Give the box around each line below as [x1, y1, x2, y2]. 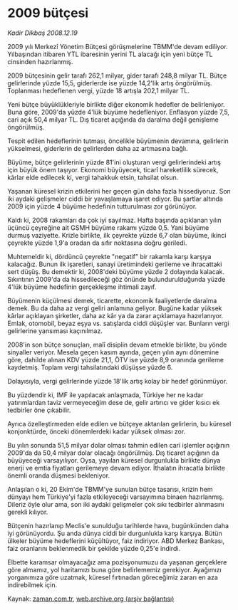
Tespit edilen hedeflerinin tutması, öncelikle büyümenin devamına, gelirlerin [7, 137, 229, 145]
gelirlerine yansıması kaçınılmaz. [7, 326, 103, 335]
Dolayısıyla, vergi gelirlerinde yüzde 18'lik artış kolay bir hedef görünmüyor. [7, 377, 228, 385]
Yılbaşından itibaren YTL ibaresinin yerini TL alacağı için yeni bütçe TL [7, 50, 213, 58]
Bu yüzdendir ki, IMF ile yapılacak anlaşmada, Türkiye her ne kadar [7, 390, 204, 399]
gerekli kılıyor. [7, 508, 48, 516]
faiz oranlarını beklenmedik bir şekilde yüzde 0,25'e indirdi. [7, 544, 180, 552]
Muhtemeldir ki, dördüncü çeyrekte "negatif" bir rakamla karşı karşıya [7, 252, 212, 261]
